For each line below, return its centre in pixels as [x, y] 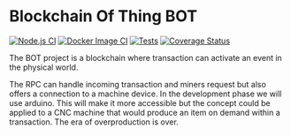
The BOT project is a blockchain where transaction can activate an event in [146, 57]
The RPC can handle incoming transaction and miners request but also [138, 84]
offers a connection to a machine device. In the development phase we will [145, 94]
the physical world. [44, 67]
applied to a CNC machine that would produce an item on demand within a [145, 112]
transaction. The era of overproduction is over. [94, 122]
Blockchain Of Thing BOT [103, 16]
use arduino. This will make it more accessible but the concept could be [140, 102]
